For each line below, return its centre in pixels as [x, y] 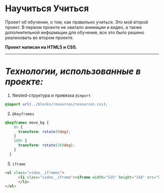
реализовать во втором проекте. [40, 38]
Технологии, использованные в [73, 72]
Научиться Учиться [47, 9]
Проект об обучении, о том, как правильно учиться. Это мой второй [77, 22]
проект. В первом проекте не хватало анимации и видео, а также [73, 27]
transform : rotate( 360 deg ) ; [47, 145]
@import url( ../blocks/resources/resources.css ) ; [57, 104]
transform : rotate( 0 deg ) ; [44, 132]
